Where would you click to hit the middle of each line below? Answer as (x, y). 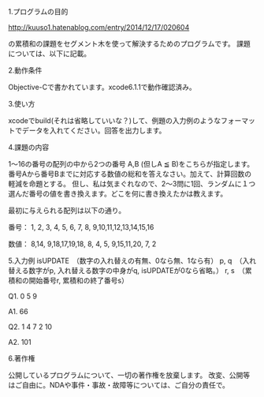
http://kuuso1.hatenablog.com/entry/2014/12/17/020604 (99, 27)
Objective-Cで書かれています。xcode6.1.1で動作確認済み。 (102, 87)
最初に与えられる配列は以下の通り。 (67, 210)
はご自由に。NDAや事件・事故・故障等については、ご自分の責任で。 (119, 385)
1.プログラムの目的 (38, 11)
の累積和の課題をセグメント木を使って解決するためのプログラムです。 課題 (129, 43)
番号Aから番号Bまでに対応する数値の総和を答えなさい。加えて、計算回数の (130, 174)
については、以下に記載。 (50, 53)
